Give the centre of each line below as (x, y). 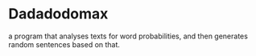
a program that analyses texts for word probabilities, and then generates (128, 36)
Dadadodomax (58, 14)
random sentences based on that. (64, 44)
